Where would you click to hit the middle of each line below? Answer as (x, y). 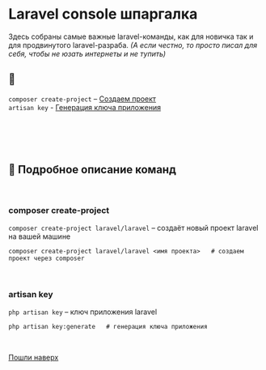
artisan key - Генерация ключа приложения (85, 107)
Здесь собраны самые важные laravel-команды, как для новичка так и (131, 36)
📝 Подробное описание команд (92, 170)
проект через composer (46, 259)
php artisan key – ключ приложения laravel (83, 312)
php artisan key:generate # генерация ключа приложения (108, 327)
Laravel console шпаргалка (103, 14)
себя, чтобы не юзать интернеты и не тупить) (87, 53)
